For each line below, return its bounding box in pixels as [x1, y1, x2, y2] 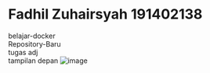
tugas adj [8, 47, 38, 57]
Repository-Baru [8, 39, 61, 48]
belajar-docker [8, 31, 56, 40]
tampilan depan [8, 56, 59, 65]
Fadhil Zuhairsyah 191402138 [8, 5, 203, 23]
